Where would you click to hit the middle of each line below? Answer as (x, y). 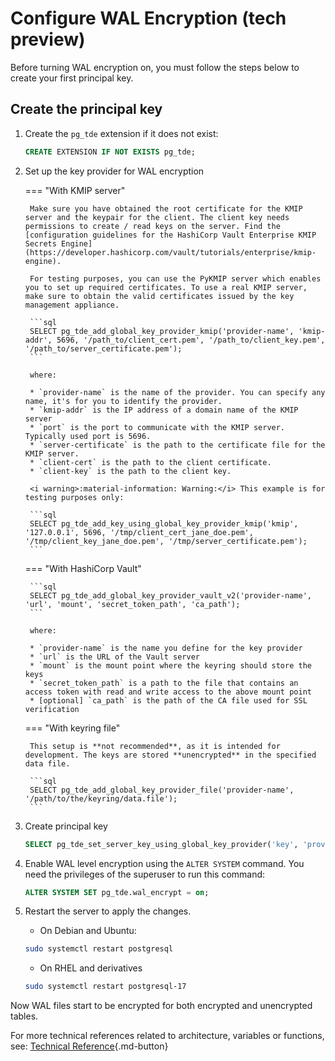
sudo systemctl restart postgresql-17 (105, 987)
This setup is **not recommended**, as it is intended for (155, 746)
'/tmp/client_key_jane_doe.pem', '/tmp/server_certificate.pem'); (166, 541)
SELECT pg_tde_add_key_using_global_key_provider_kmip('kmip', (164, 523)
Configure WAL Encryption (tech (148, 18)
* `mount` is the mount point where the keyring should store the (170, 665)
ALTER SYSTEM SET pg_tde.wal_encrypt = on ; (117, 892)
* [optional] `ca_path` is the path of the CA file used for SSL (168, 700)
